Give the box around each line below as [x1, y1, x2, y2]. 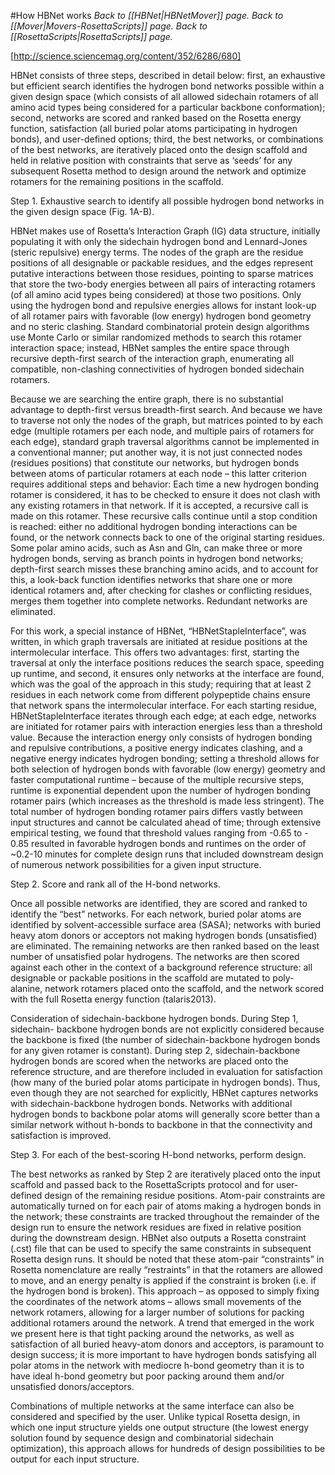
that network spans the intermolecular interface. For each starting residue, [10, 700, 317, 711]
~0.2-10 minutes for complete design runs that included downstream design [10, 848, 324, 860]
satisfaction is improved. [10, 1130, 112, 1141]
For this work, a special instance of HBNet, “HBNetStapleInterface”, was [10, 625, 307, 637]
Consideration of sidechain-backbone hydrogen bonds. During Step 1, [10, 1013, 299, 1024]
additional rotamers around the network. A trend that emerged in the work [10, 1317, 315, 1329]
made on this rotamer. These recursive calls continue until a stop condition [10, 510, 318, 522]
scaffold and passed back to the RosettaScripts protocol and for [10, 1179, 275, 1190]
